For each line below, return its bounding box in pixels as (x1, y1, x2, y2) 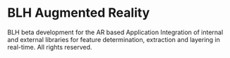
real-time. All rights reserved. (7, 43, 92, 51)
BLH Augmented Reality (7, 5, 150, 21)
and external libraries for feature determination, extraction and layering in (7, 35, 221, 43)
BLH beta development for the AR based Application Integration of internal (7, 28, 224, 36)
